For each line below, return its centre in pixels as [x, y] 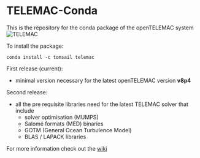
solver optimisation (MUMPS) [62, 117]
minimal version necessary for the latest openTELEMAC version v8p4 [103, 80]
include [25, 110]
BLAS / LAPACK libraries [55, 137]
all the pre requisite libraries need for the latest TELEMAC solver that [102, 104]
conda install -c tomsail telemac [51, 57]
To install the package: [35, 46]
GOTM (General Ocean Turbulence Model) [78, 130]
